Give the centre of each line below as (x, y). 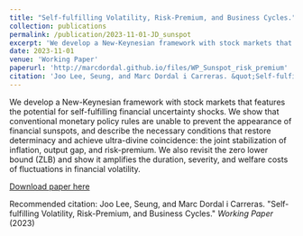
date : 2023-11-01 (42, 51)
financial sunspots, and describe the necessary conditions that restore (140, 131)
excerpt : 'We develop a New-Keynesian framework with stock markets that (151, 43)
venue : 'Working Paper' (54, 59)
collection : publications (58, 26)
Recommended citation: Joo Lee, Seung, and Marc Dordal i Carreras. (138, 204)
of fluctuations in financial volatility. (75, 168)
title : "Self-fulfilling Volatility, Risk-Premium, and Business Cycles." (153, 18)
